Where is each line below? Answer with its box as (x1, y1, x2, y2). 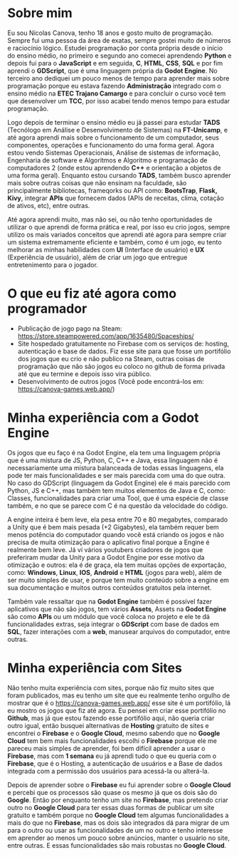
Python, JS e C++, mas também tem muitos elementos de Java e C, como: (7, 486, 226, 494)
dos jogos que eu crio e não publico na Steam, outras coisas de (17, 354, 205, 363)
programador (7, 301, 87, 317)
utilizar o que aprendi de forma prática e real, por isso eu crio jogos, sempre (7, 222, 230, 231)
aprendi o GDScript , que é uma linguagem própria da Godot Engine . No (7, 66, 218, 75)
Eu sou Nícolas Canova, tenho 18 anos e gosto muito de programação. (7, 28, 213, 37)
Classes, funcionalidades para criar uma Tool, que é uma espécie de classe (7, 494, 229, 502)
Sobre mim (7, 5, 73, 21)
